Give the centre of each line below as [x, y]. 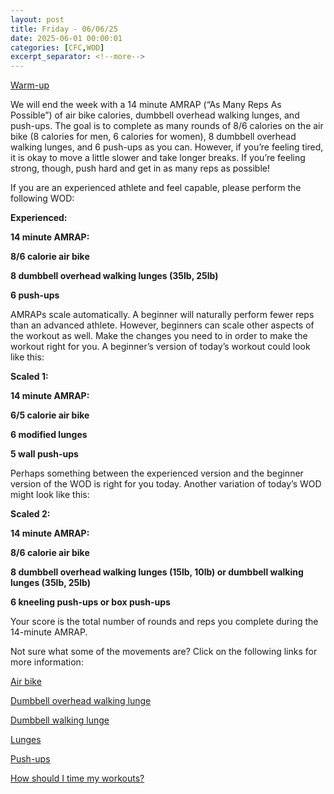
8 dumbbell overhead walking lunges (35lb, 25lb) [114, 276]
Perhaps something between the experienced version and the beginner [157, 473]
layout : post [37, 19]
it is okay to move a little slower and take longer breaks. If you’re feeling [158, 158]
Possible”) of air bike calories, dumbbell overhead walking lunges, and [155, 115]
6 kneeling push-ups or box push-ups [90, 602]
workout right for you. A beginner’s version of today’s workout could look [160, 347]
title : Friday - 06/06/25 [64, 29]
